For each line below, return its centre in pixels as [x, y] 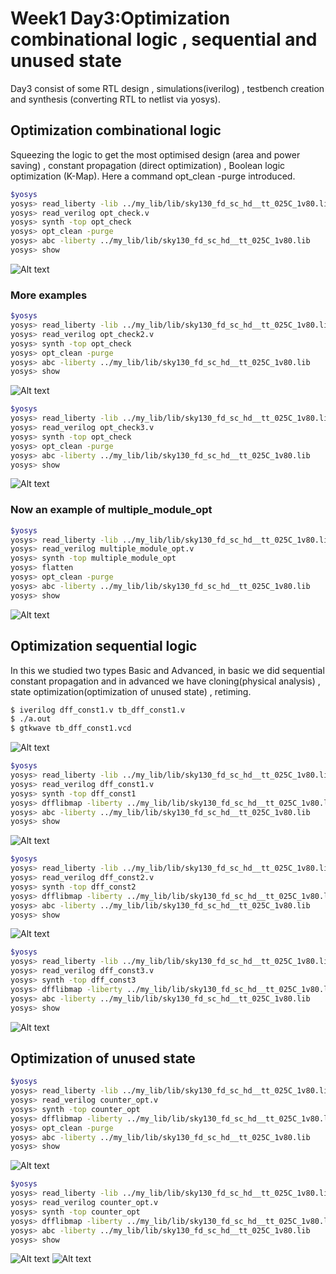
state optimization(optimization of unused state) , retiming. [131, 691]
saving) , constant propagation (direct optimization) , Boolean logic [148, 165]
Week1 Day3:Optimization [120, 18]
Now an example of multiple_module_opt [111, 510]
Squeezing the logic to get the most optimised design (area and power [155, 154]
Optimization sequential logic [104, 646]
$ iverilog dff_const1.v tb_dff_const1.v [98, 710]
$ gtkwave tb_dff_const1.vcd [71, 728]
